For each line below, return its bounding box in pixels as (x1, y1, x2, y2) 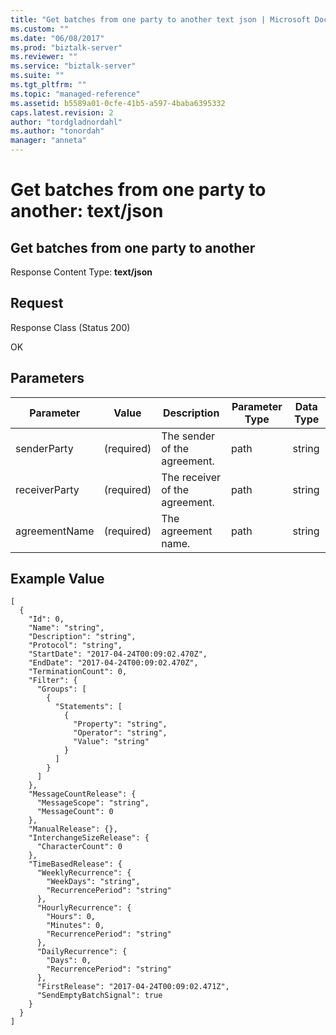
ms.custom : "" (10, 24, 70, 34)
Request (10, 295, 64, 312)
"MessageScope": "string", (36, 798, 150, 808)
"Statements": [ (54, 702, 123, 712)
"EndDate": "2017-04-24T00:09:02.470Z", (28, 658, 199, 668)
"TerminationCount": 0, (28, 667, 128, 677)
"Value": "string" (73, 737, 150, 747)
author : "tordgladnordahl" (10, 117, 123, 127)
